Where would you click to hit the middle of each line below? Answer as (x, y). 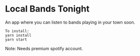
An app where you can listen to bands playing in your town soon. (70, 22)
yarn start (16, 40)
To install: (17, 31)
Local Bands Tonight (47, 9)
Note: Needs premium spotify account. (44, 48)
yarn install (18, 35)
